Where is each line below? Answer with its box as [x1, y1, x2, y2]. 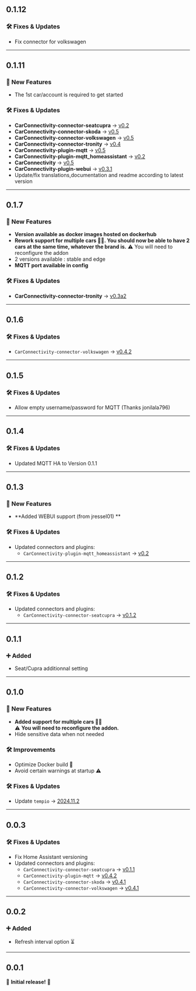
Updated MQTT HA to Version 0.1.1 [14, 460, 97, 467]
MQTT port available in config [14, 262, 89, 269]
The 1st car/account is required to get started [14, 91, 124, 98]
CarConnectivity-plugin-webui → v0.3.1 [14, 165, 113, 172]
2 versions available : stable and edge [14, 255, 106, 263]
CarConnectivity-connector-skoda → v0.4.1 [23, 878, 127, 885]
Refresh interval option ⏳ [14, 938, 75, 945]
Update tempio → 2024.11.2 [14, 797, 80, 804]
